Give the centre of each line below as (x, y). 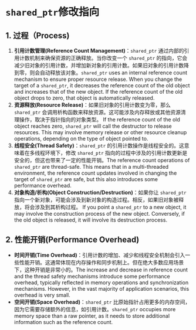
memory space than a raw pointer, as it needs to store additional (92, 316)
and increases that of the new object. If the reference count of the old (98, 92)
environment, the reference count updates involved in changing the (95, 173)
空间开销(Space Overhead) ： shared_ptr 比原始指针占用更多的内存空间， (102, 302)
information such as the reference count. (63, 322)
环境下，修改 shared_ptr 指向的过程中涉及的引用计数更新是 (116, 153)
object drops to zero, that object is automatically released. (84, 98)
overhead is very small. (42, 295)
